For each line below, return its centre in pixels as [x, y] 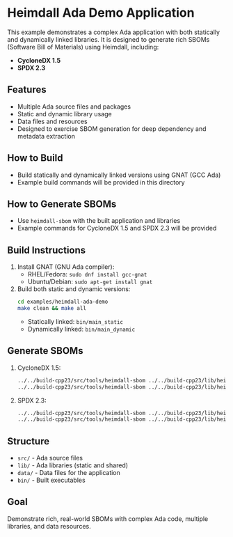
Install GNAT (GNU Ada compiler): [66, 267]
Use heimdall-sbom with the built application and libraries [99, 221]
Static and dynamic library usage [65, 114]
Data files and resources [53, 121]
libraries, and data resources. [49, 526]
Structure [29, 441]
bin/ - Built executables [51, 480]
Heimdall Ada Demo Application [101, 13]
